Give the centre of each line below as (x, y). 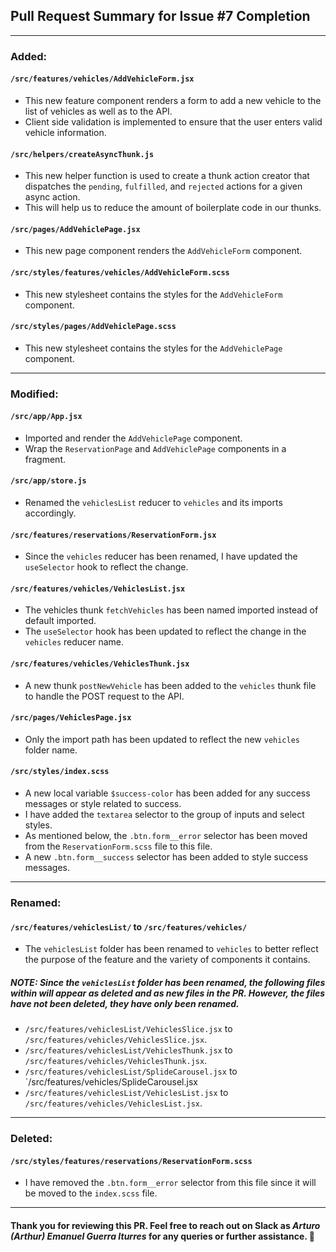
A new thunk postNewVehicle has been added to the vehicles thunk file (170, 685)
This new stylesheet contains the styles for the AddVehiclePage (153, 348)
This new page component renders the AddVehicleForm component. (163, 251)
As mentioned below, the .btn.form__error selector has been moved (166, 836)
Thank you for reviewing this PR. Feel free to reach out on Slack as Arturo (165, 1225)
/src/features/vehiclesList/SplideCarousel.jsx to (131, 1071)
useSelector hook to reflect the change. (106, 567)
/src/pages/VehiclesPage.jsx (71, 718)
